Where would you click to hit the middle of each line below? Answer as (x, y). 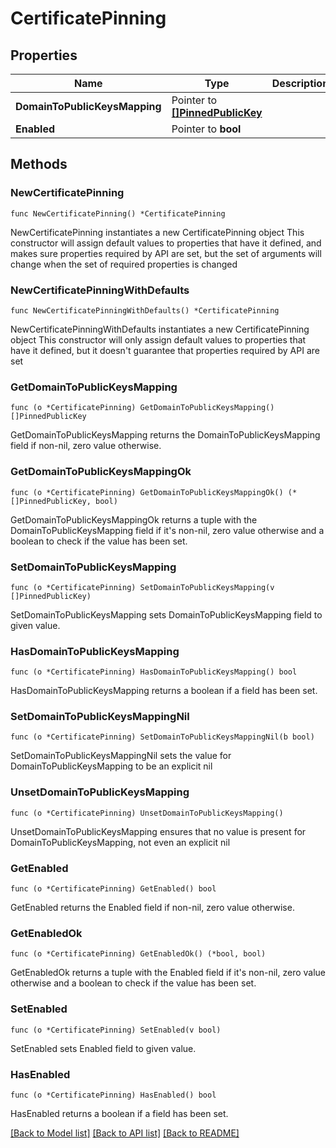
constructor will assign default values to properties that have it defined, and (166, 243)
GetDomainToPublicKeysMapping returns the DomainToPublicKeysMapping (165, 435)
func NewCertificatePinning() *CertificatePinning (118, 213)
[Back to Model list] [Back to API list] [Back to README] (125, 1133)
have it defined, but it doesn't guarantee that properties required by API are (165, 350)
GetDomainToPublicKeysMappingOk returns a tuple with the (134, 519)
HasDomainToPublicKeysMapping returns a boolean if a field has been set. (164, 691)
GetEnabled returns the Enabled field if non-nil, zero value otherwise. (152, 908)
